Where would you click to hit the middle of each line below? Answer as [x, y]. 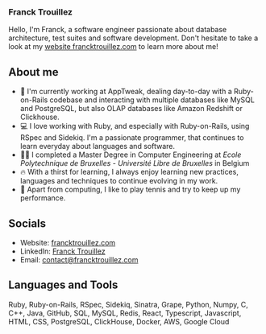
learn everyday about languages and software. [98, 146]
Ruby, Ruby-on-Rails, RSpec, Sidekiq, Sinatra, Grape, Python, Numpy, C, [128, 304]
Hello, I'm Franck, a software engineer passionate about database [118, 30]
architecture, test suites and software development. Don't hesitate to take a [133, 38]
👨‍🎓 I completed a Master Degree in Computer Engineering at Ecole [131, 155]
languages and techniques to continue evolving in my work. [119, 181]
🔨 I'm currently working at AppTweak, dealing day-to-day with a [126, 92]
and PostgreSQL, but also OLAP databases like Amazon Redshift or [131, 109]
